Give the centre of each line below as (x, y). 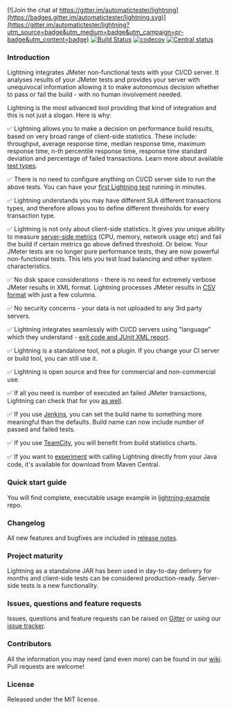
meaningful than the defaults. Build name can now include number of (106, 422)
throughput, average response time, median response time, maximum (106, 144)
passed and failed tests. (41, 429)
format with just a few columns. (52, 295)
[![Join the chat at (33, 10)
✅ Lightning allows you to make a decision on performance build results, (110, 129)
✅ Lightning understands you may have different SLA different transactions (114, 201)
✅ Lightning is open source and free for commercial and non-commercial (111, 372)
